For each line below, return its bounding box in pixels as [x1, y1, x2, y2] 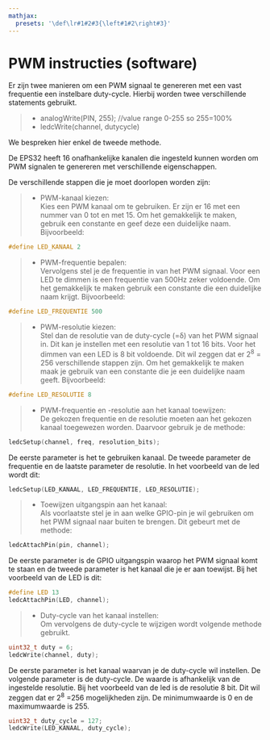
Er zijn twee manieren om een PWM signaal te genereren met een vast [8, 81, 242, 90]
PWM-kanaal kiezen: [39, 193, 110, 203]
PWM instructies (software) [8, 54, 197, 73]
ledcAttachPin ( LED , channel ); [8, 596, 110, 604]
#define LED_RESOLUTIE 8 [8, 391, 92, 399]
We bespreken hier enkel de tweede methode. [8, 138, 162, 148]
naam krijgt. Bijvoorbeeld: [39, 292, 126, 302]
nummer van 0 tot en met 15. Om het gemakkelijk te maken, [39, 211, 238, 220]
